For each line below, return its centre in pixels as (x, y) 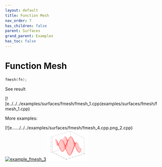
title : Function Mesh (27, 15)
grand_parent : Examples (29, 36)
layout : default (22, 10)
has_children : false (26, 26)
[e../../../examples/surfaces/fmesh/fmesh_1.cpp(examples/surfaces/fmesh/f (81, 104)
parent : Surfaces (23, 31)
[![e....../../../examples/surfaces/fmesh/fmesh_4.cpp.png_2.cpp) (69, 127)
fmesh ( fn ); (16, 80)
